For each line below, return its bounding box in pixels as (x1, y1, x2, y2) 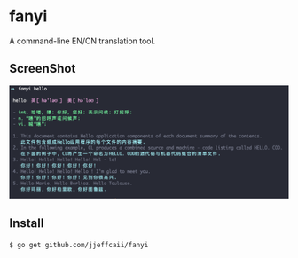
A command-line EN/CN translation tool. (9, 35, 156, 46)
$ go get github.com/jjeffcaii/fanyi (9, 240, 149, 249)
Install (9, 215, 44, 231)
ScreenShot (9, 61, 76, 76)
